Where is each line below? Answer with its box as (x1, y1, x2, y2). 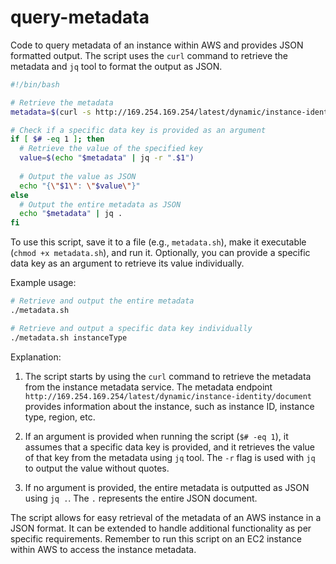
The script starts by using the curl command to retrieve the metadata (24, 370, 312, 382)
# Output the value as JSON (19, 171, 137, 181)
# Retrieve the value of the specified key (19, 144, 203, 154)
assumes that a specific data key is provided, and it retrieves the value (24, 441, 316, 453)
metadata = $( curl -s (10, 107, 92, 117)
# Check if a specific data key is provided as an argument (10, 125, 267, 135)
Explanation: (10, 351, 62, 363)
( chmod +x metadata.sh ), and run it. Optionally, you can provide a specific (10, 247, 311, 259)
